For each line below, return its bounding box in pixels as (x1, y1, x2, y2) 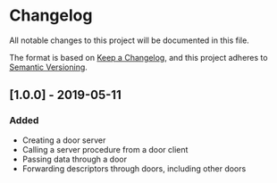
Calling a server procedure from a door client (21, 144, 189, 154)
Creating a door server (21, 135, 106, 146)
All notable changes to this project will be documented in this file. (9, 35, 250, 46)
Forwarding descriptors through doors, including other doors (21, 162, 247, 174)
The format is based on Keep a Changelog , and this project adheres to (9, 52, 268, 62)
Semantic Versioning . (9, 62, 88, 72)
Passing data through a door (21, 154, 128, 164)
